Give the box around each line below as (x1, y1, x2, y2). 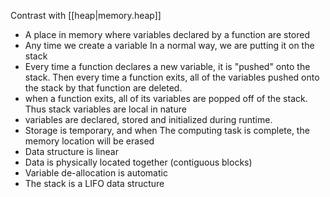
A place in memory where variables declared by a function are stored (24, 29, 311, 40)
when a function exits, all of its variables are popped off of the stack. (24, 93, 308, 104)
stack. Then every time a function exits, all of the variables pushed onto (24, 71, 320, 83)
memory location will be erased (24, 135, 155, 147)
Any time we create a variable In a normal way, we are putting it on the (24, 40, 315, 51)
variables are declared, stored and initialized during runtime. (24, 114, 273, 125)
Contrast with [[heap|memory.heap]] (10, 10, 162, 21)
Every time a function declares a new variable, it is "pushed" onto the (24, 61, 311, 72)
